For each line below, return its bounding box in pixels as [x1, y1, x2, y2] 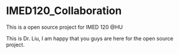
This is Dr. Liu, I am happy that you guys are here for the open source [6, 35, 174, 42]
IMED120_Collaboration [6, 4, 122, 18]
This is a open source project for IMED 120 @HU [6, 23, 123, 31]
